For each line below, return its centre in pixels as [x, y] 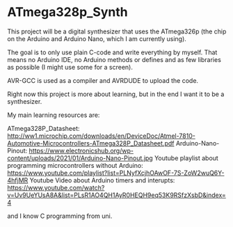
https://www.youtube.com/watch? [56, 187]
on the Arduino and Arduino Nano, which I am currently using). [97, 38]
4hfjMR [18, 180]
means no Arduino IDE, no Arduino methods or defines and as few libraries [114, 59]
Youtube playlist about [186, 158]
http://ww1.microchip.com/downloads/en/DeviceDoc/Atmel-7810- [102, 136]
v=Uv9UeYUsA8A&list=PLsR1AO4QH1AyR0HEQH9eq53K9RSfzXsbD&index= [116, 195]
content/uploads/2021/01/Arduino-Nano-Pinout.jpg [80, 158]
